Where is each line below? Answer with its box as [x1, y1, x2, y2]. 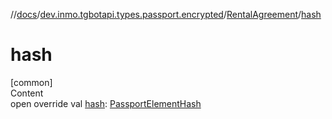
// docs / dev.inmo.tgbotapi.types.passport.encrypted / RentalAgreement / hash [10, 9, 322, 20]
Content [10, 87, 44, 99]
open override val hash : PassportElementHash [10, 97, 202, 109]
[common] [10, 76, 53, 88]
